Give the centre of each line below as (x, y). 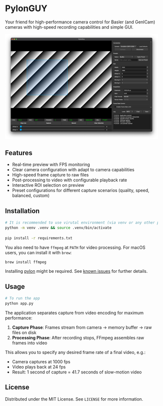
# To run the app (23, 299)
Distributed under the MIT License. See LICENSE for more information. (74, 399)
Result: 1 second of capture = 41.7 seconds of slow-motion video (77, 372)
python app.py (19, 304)
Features (19, 153)
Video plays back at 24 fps (39, 367)
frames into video (30, 343)
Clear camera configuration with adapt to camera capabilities (73, 170)
